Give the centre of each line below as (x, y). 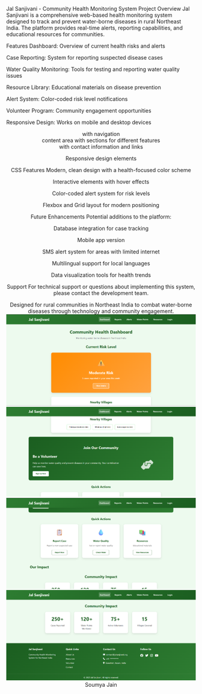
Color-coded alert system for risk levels (101, 193)
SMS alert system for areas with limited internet (101, 252)
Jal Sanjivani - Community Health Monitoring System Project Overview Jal (98, 9)
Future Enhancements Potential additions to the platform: (101, 217)
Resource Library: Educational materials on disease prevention (84, 87)
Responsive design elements (101, 158)
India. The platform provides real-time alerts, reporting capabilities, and (95, 28)
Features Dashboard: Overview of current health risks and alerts (86, 46)
